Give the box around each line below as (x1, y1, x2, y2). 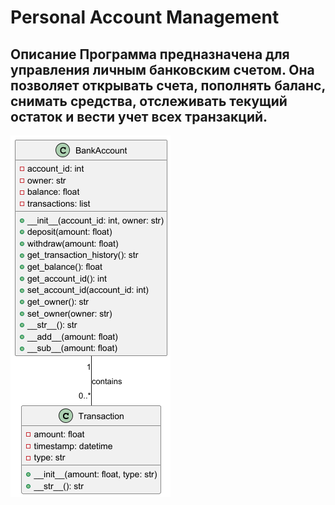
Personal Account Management (10, 6, 280, 29)
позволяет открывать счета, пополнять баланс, (10, 77, 326, 94)
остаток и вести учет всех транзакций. (10, 108, 268, 125)
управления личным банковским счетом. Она (10, 61, 315, 78)
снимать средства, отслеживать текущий (10, 92, 288, 110)
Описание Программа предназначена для (10, 46, 290, 63)
